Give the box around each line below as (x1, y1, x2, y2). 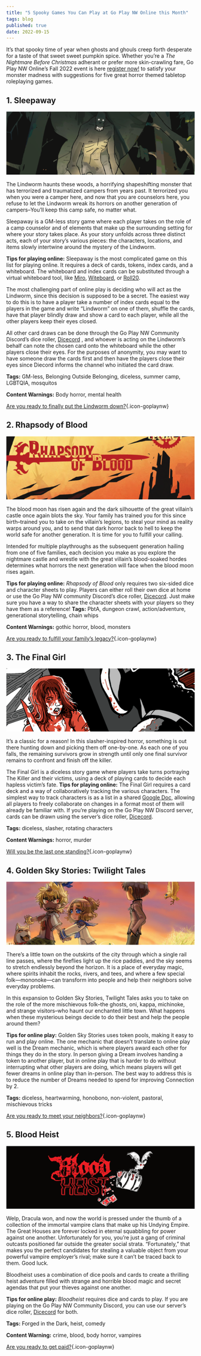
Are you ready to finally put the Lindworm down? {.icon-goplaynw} (6, 403, 169, 410)
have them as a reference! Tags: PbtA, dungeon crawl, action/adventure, (6, 605, 186, 612)
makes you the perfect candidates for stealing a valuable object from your (6, 1247, 188, 1254)
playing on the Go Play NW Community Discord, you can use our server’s (6, 1302, 187, 1309)
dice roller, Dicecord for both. (6, 1309, 79, 1316)
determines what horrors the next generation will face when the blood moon (6, 562, 194, 569)
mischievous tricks (6, 1100, 53, 1108)
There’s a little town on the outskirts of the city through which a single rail (6, 950, 187, 958)
